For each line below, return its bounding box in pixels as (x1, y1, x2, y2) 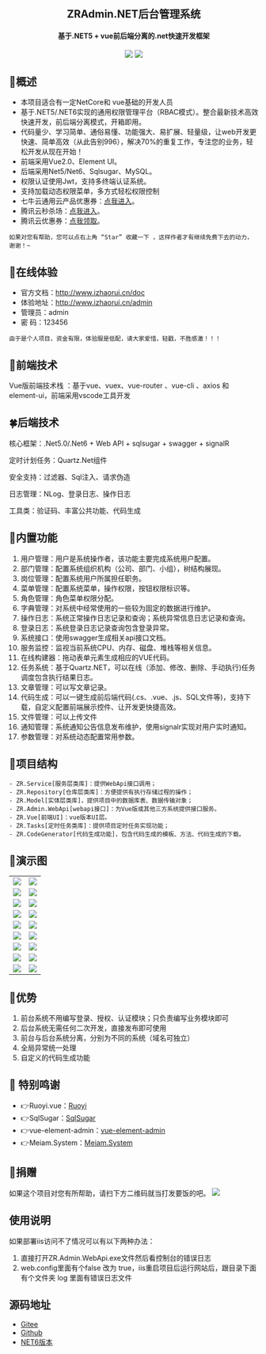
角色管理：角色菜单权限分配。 (20, 593, 118, 603)
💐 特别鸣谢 (9, 1079, 60, 1092)
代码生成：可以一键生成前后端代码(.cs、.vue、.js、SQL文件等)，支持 (20, 692, 245, 702)
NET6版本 (20, 1337, 54, 1347)
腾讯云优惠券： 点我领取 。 (20, 216, 104, 226)
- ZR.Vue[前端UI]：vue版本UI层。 (9, 814, 111, 821)
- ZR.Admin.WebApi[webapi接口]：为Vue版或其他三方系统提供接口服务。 (9, 806, 221, 814)
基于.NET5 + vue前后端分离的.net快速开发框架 (57, 31, 211, 40)
